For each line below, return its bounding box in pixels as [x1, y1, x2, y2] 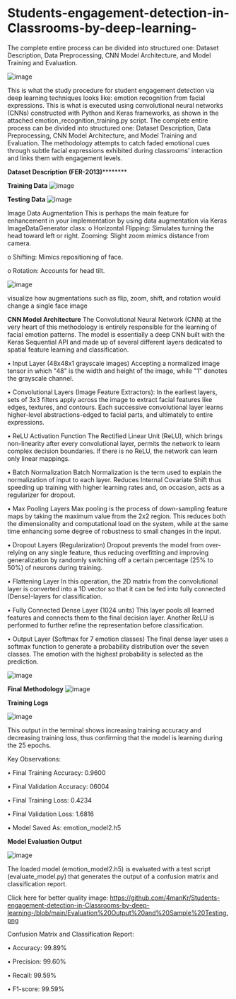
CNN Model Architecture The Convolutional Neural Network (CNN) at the [7, 315, 222, 323]
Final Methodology [7, 684, 64, 693]
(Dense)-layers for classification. [7, 592, 103, 601]
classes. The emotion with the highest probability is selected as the [7, 649, 203, 658]
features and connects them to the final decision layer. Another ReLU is [7, 613, 215, 622]
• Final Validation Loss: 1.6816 [7, 810, 94, 818]
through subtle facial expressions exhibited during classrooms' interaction [7, 146, 223, 155]
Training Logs [7, 698, 49, 707]
